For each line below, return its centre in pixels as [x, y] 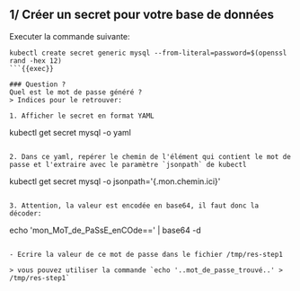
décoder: [26, 213]
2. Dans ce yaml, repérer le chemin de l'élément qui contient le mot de [150, 156]
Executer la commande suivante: [70, 36]
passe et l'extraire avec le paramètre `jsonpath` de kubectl [128, 164]
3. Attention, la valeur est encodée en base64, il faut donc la [134, 206]
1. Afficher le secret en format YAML [82, 116]
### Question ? [38, 84]
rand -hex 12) [36, 61]
